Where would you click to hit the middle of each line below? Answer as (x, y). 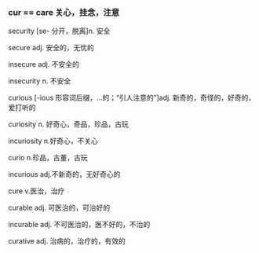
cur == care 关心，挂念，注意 (64, 12)
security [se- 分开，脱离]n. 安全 (59, 31)
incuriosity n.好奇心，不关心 (53, 141)
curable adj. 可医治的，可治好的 (59, 208)
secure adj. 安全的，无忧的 (51, 48)
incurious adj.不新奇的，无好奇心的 (64, 174)
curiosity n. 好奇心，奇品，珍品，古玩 (69, 124)
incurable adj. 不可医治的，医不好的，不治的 (79, 225)
